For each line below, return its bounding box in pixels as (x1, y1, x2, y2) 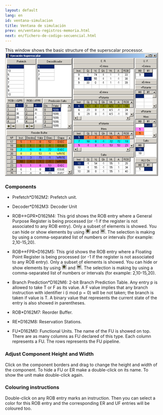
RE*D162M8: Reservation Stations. (12, 319, 82, 325)
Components (5, 183, 36, 190)
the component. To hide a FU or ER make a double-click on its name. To (5, 367, 149, 373)
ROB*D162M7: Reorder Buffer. (12, 309, 73, 315)
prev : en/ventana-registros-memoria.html (5, 28, 90, 33)
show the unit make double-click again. (5, 372, 84, 378)
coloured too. (5, 405, 32, 411)
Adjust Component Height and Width (5, 351, 94, 357)
